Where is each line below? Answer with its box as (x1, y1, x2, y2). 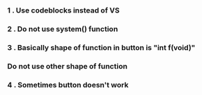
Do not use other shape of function (7, 61, 127, 71)
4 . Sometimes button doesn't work (7, 80, 129, 89)
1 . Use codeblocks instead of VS (7, 6, 120, 15)
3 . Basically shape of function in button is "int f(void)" (7, 42, 196, 52)
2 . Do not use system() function (7, 24, 118, 33)
